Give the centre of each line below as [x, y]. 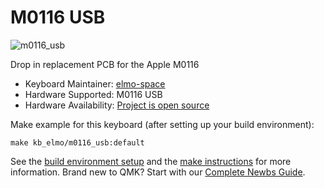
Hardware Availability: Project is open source [117, 105]
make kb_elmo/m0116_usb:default [77, 142]
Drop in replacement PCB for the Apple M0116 [105, 64]
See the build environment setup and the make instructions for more [151, 161]
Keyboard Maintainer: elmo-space [95, 83]
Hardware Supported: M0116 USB [93, 94]
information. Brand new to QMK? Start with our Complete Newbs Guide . [158, 172]
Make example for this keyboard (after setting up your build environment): [162, 124]
